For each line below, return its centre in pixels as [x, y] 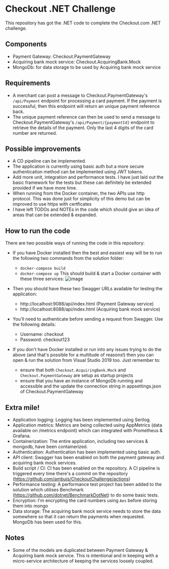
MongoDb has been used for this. [47, 522]
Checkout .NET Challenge [61, 9]
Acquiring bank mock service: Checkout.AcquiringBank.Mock [77, 62]
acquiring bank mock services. [45, 463]
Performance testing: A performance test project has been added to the [87, 484]
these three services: [42, 279]
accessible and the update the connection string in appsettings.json [91, 386]
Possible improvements [43, 149]
